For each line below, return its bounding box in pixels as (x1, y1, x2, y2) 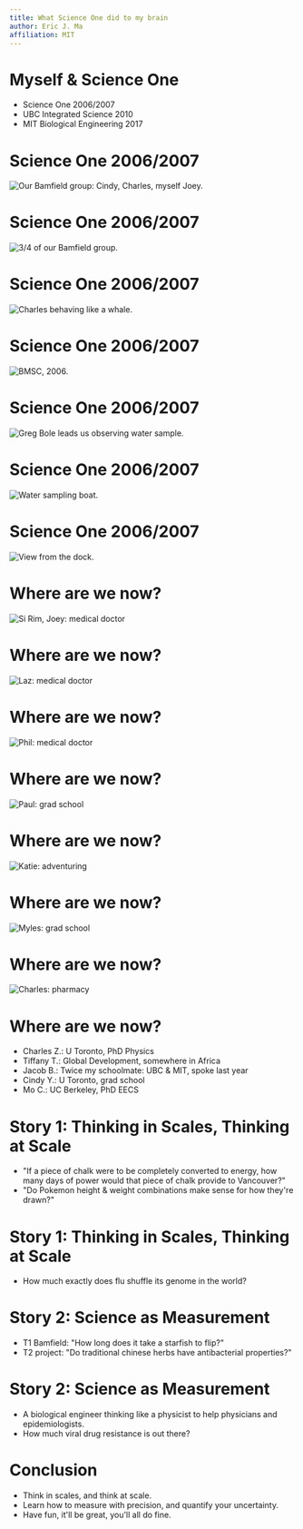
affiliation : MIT (9, 30, 75, 39)
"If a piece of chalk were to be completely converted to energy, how (22, 1166, 278, 1177)
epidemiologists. (22, 1418, 84, 1430)
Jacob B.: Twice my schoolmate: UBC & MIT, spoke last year (22, 1065, 249, 1076)
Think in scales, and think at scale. (22, 1490, 152, 1501)
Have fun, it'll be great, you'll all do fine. (22, 1509, 171, 1521)
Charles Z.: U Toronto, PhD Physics (22, 1046, 154, 1057)
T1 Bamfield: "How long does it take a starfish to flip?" (22, 1337, 225, 1348)
